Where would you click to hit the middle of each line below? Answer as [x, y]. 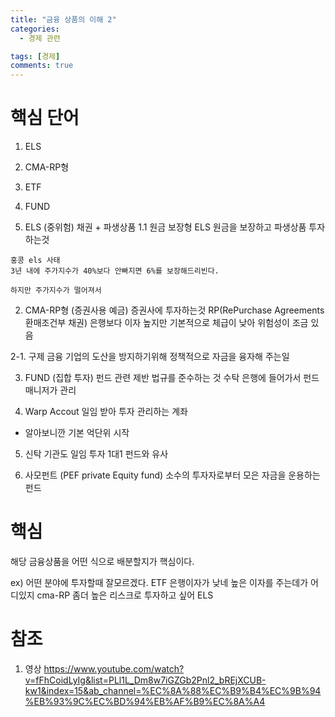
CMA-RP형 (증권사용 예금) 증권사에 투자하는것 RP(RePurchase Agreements [174, 310]
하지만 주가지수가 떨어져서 [56, 291]
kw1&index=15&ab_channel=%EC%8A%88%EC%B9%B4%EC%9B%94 [173, 690]
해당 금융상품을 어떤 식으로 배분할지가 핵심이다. [102, 561]
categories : [35, 29]
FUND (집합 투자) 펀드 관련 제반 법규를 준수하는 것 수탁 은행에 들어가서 [163, 378]
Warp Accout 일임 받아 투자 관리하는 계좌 [106, 412]
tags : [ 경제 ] [35, 56]
